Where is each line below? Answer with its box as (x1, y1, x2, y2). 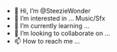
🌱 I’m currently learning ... (13, 22, 90, 30)
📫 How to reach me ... (13, 37, 80, 45)
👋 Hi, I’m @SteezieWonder (13, 7, 91, 15)
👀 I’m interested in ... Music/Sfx (13, 14, 106, 22)
